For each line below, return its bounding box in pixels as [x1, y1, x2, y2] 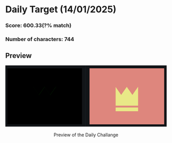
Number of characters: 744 [5, 36, 74, 43]
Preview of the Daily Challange [53, 132, 119, 138]
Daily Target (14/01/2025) [5, 4, 117, 15]
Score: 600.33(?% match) [5, 22, 72, 29]
